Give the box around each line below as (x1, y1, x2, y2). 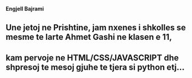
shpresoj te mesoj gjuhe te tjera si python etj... (5, 62, 185, 72)
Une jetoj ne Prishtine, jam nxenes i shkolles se (5, 22, 186, 33)
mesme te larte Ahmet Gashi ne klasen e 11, (5, 32, 172, 42)
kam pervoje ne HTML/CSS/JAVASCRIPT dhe (5, 53, 179, 63)
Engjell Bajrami (5, 5, 44, 12)
